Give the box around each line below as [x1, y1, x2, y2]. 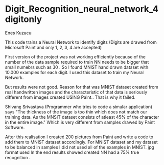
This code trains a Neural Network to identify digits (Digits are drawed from [5, 39, 157, 45]
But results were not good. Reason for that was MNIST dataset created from [5, 84, 159, 90]
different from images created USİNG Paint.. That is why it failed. [5, 94, 136, 100]
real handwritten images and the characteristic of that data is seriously [5, 89, 148, 95]
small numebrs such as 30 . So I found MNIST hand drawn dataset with [5, 64, 148, 70]
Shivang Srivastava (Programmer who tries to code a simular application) [5, 104, 153, 110]
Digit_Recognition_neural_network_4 [5, 3, 159, 15]
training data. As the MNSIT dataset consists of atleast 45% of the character [5, 114, 160, 120]
